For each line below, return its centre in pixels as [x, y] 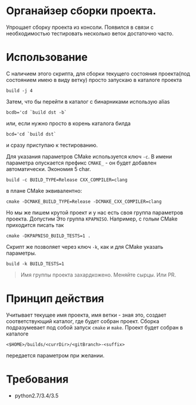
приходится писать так [35, 225]
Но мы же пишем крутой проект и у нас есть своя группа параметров [95, 212]
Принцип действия [55, 299]
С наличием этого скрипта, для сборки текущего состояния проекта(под [98, 73]
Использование [47, 57]
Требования [37, 379]
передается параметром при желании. [55, 355]
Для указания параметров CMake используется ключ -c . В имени [89, 156]
